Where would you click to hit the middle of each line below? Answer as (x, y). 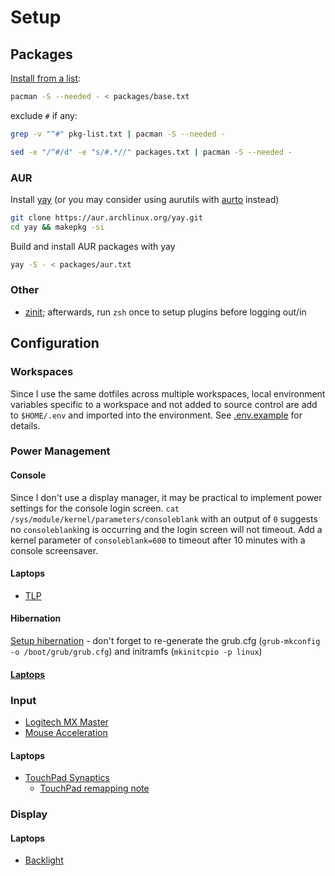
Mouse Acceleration (66, 732)
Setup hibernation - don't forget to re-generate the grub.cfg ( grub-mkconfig (165, 641)
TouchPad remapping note (94, 788)
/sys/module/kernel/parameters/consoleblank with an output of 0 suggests (164, 518)
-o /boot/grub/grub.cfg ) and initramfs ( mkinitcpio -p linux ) (136, 652)
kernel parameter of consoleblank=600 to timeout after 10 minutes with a (158, 540)
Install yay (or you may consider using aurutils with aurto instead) (145, 199)
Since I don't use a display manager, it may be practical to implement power (166, 497)
